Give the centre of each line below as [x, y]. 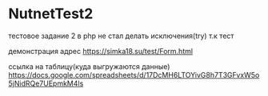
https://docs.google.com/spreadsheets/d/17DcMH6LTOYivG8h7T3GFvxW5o [134, 75]
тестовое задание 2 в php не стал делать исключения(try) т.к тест [121, 36]
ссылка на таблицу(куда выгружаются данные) [89, 66]
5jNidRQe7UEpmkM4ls [46, 83]
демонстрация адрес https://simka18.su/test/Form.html [101, 51]
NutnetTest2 [51, 14]
